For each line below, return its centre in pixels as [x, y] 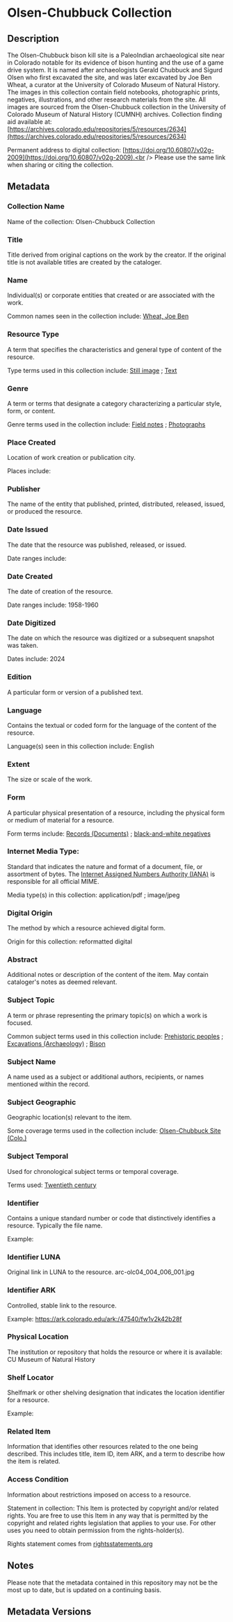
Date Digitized [32, 623]
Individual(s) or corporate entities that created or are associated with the [111, 295]
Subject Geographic [42, 1102]
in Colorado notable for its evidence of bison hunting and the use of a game [115, 63]
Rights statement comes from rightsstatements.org [80, 1543]
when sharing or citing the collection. [60, 165]
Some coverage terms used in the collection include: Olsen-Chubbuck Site [114, 1131]
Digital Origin [30, 913]
